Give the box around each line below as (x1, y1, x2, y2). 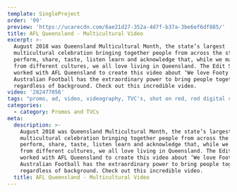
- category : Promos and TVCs (13, 108, 99, 115)
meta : (7, 115, 23, 122)
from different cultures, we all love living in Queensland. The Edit (13, 63, 226, 70)
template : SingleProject (7, 10, 80, 18)
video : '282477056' (7, 89, 65, 96)
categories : (7, 102, 42, 109)
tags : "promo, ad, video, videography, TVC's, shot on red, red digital (7, 96, 226, 103)
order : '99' (7, 17, 42, 24)
